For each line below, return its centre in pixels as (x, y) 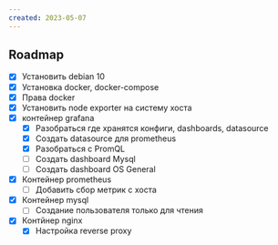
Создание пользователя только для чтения (119, 210)
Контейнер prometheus (67, 179)
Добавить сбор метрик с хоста (96, 190)
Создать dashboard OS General (95, 169)
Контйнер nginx (52, 220)
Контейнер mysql (55, 200)
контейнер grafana (58, 117)
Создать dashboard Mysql (85, 158)
